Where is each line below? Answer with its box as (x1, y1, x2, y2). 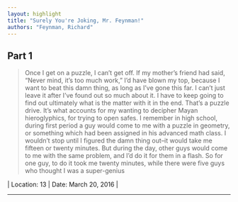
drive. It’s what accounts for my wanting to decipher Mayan (24, 106, 198, 115)
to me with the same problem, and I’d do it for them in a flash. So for (24, 152, 223, 160)
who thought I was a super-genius (24, 167, 125, 175)
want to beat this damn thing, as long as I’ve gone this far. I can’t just (24, 84, 225, 92)
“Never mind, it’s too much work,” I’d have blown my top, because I (24, 76, 220, 85)
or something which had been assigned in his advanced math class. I (24, 129, 227, 138)
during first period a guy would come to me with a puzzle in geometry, (24, 121, 230, 130)
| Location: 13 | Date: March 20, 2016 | (7, 180, 119, 189)
